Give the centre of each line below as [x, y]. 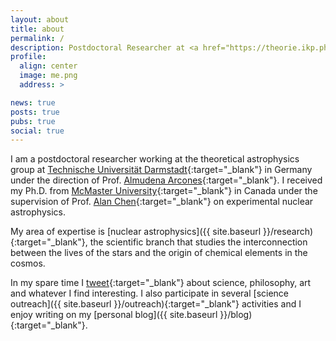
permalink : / [37, 38]
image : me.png [48, 76]
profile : [28, 57]
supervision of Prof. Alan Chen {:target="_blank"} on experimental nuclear [162, 202]
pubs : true [33, 121]
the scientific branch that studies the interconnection [198, 242]
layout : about [40, 19]
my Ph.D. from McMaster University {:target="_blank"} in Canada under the [164, 191]
